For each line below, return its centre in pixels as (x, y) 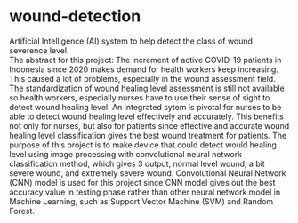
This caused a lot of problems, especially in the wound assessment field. (142, 78)
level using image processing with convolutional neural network (126, 154)
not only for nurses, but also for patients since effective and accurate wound (149, 125)
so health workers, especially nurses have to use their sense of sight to (140, 97)
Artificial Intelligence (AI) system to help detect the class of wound (131, 41)
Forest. (22, 211)
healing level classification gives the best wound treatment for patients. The (148, 135)
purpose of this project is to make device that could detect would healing (143, 145)
